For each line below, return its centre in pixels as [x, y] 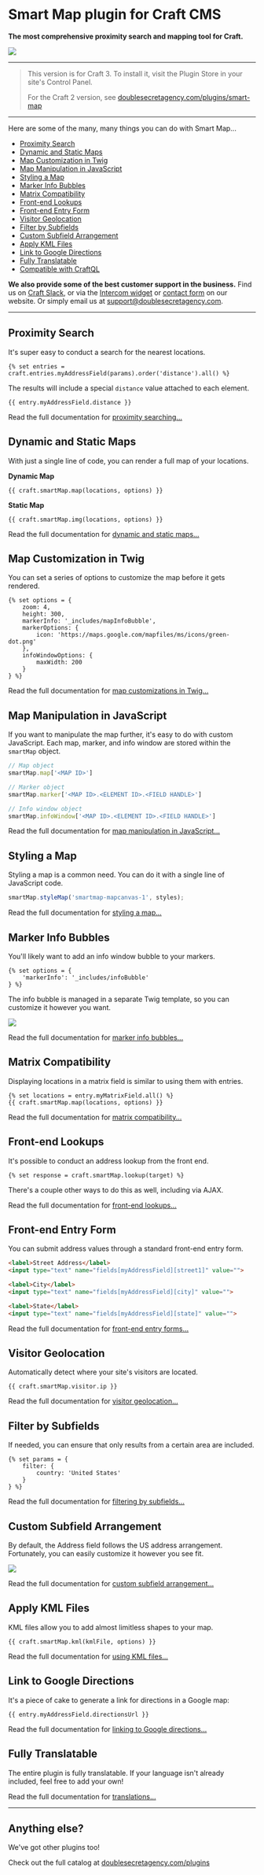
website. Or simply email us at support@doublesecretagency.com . [116, 301]
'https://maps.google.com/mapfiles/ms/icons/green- [144, 635]
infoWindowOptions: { [57, 656]
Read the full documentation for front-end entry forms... [99, 1329]
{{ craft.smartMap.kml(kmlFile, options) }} [82, 1642]
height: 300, [44, 614]
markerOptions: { [51, 628]
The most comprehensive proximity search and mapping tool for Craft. [126, 36]
